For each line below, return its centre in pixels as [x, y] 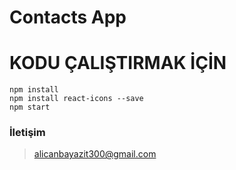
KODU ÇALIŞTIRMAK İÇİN [118, 63]
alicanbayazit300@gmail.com [95, 154]
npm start [30, 107]
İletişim [27, 133]
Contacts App [68, 17]
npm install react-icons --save [76, 99]
